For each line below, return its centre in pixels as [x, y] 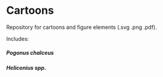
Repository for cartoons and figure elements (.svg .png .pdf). [82, 27]
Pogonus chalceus [30, 52]
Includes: [17, 38]
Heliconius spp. [26, 67]
